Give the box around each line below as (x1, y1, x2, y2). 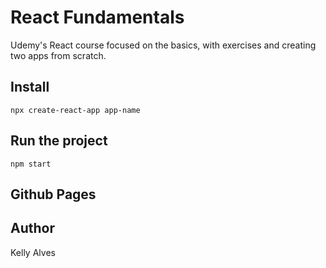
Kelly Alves (10, 246, 56, 258)
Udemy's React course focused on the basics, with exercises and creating (10, 39, 317, 51)
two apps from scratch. (10, 49, 107, 61)
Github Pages (10, 186, 97, 203)
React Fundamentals (10, 6, 185, 29)
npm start (10, 159, 52, 169)
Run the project (10, 132, 108, 150)
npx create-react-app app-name (10, 105, 141, 115)
